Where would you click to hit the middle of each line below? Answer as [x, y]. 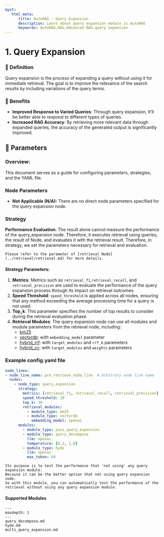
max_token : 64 [41, 457]
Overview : [18, 162]
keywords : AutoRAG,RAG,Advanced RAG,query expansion [73, 28]
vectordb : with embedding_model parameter [62, 337]
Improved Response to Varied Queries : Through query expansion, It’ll [83, 112]
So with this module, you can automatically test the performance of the [82, 483]
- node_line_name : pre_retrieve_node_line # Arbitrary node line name [80, 375]
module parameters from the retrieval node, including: [67, 327]
